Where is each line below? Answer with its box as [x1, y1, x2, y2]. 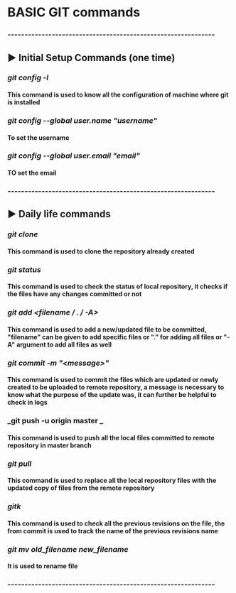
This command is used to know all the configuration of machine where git [7, 90, 229, 99]
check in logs [7, 398, 48, 407]
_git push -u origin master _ [7, 416, 104, 426]
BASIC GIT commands [7, 4, 141, 21]
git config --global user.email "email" [7, 151, 141, 161]
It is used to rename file [7, 562, 78, 570]
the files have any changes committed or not [7, 290, 142, 298]
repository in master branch [7, 441, 92, 450]
